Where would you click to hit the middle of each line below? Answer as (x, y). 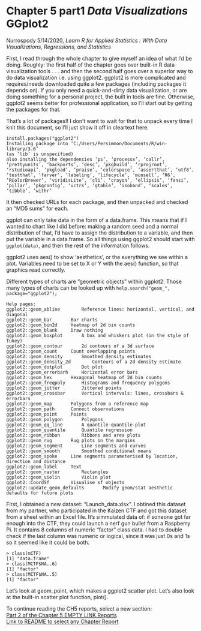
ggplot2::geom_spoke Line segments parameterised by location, (92, 456)
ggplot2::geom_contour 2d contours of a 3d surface (80, 346)
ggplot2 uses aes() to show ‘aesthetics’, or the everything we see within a (97, 257)
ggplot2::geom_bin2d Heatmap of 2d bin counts (71, 325)
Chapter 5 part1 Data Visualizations (97, 11)
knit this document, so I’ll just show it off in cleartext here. (77, 127)
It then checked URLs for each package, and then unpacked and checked (97, 202)
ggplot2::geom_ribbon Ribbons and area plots (73, 435)
